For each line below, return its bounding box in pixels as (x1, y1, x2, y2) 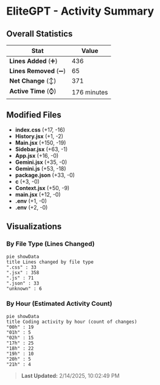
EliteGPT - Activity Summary (6, 4, 155, 18)
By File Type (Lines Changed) (6, 239, 95, 248)
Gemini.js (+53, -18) (15, 164, 66, 172)
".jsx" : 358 (6, 269, 40, 275)
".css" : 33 (6, 264, 37, 270)
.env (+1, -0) (15, 197, 47, 205)
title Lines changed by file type (6, 259, 94, 265)
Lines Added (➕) (9, 57, 58, 65)
